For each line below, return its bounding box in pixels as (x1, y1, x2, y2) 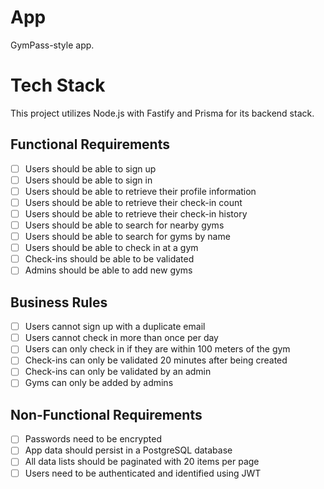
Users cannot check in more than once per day (24, 332, 219, 344)
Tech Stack (10, 74, 106, 97)
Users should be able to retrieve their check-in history (24, 207, 248, 220)
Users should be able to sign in (24, 174, 153, 186)
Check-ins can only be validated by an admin (24, 366, 212, 378)
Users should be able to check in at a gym (24, 242, 199, 254)
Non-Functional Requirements (10, 406, 203, 423)
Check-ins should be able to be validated (24, 253, 195, 265)
